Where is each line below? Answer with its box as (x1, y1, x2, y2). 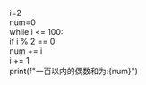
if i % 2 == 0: (9, 36, 58, 47)
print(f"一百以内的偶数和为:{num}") (9, 66, 139, 76)
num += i (9, 46, 43, 56)
